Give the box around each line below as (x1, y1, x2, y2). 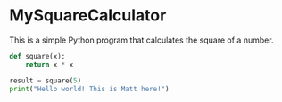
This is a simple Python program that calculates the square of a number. (9, 35, 274, 45)
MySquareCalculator (9, 5, 167, 26)
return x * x (25, 59, 74, 69)
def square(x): (9, 51, 66, 60)
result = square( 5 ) (9, 76, 82, 85)
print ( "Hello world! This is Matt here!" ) (9, 84, 170, 93)
